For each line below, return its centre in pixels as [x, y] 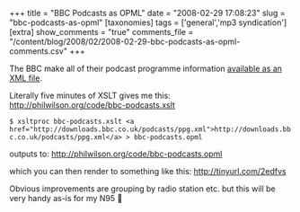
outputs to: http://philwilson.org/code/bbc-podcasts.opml [116, 154]
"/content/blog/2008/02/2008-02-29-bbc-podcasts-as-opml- [125, 41]
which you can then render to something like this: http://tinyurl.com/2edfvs [148, 171]
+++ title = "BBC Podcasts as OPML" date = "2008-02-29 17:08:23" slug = [147, 13]
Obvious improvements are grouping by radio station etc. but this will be [142, 189]
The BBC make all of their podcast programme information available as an [146, 68]
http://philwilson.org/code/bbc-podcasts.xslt [92, 105]
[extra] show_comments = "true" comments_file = [101, 32]
